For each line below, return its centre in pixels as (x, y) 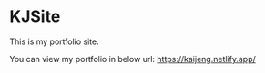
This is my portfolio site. (55, 41)
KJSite (35, 17)
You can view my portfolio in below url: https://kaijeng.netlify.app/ (133, 59)
